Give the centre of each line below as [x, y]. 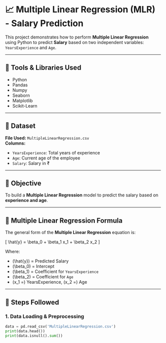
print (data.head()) [25, 331]
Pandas [20, 85]
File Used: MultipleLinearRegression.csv [47, 138]
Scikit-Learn [25, 106]
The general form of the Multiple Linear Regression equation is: [70, 232]
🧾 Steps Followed [32, 302]
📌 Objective [23, 183]
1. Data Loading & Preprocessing [45, 316]
